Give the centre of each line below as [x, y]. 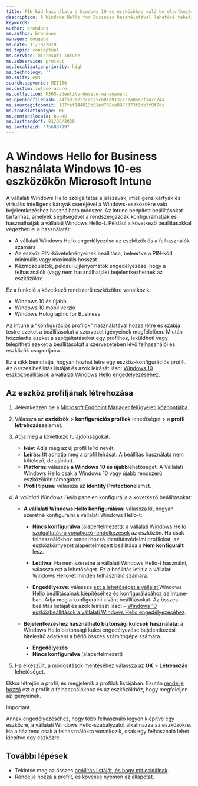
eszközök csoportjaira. [34, 350]
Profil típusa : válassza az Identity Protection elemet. [87, 486]
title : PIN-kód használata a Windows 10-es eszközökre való [82, 12]
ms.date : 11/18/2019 [32, 45]
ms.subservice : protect [35, 61]
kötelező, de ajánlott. [49, 460]
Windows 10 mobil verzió [45, 308]
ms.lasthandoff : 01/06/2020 [41, 122]
